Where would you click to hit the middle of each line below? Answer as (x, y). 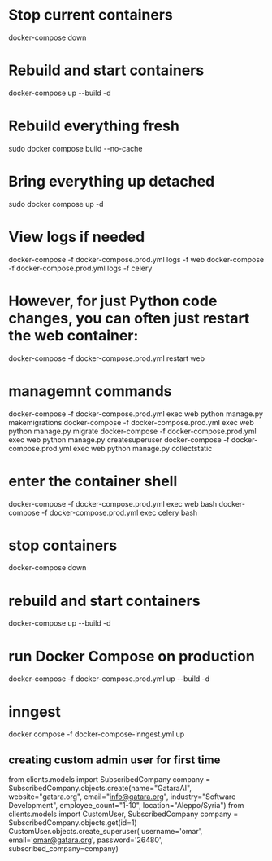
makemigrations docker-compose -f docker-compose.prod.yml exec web (131, 422)
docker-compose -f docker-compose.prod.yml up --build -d (109, 679)
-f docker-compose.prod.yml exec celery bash (120, 512)
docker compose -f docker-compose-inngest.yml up (97, 734)
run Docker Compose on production (132, 656)
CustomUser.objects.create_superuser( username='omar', (106, 832)
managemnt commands (90, 391)
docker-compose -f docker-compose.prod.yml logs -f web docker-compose (136, 259)
